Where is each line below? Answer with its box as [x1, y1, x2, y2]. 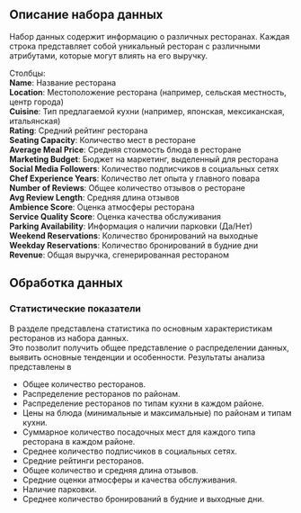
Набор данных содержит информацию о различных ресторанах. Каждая [9, 31, 290, 41]
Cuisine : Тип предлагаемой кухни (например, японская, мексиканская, [9, 105, 285, 116]
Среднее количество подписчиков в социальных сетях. [22, 445, 238, 456]
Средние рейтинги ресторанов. [22, 454, 145, 466]
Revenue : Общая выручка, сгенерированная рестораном [9, 249, 229, 260]
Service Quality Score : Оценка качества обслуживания [9, 211, 222, 221]
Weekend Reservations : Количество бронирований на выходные [9, 229, 259, 241]
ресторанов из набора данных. [9, 332, 128, 343]
